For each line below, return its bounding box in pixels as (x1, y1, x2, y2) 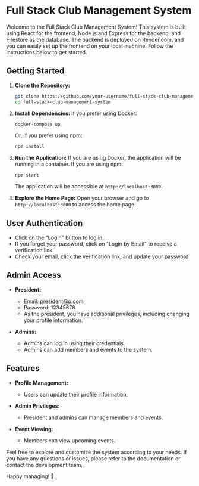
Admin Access (6, 270, 61, 280)
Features (6, 363, 40, 373)
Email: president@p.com (23, 298, 84, 305)
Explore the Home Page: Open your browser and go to (14, 194, 149, 202)
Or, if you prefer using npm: (14, 132, 83, 139)
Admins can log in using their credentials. (23, 339, 125, 346)
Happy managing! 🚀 (6, 472, 55, 480)
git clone (14, 93, 40, 99)
